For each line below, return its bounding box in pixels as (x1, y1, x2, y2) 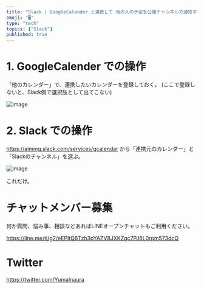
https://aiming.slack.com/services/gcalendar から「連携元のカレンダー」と (6, 145, 194, 152)
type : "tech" (6, 20, 39, 26)
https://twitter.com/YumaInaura (6, 276, 85, 283)
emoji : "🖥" (6, 15, 35, 21)
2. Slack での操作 (6, 124, 93, 138)
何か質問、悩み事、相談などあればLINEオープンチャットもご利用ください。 (6, 222, 193, 229)
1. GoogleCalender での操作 (6, 60, 146, 74)
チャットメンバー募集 (6, 201, 113, 215)
